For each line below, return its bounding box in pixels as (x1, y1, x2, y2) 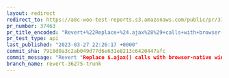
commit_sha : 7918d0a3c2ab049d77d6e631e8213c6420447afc (6, 48, 166, 55)
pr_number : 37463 (6, 22, 56, 29)
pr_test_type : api (6, 35, 59, 42)
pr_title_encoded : (6, 28, 59, 36)
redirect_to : (6, 16, 44, 23)
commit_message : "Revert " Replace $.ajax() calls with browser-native (6, 54, 212, 61)
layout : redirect (6, 9, 56, 17)
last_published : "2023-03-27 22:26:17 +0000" (6, 41, 138, 48)
